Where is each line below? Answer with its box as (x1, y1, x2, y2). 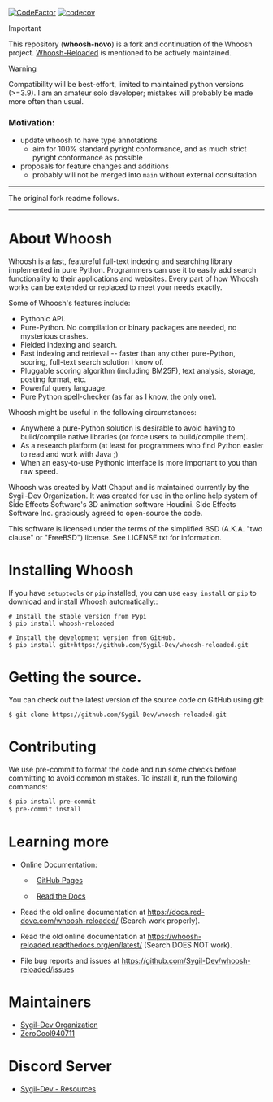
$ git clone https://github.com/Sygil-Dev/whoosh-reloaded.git (8, 711, 227, 719)
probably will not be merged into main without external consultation (32, 170, 258, 180)
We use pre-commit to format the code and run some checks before (8, 765, 237, 775)
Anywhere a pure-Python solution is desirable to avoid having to (19, 423, 236, 433)
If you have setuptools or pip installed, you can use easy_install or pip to (8, 588, 258, 598)
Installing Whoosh (8, 562, 134, 579)
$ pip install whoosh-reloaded (8, 619, 115, 628)
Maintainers (8, 993, 92, 1011)
